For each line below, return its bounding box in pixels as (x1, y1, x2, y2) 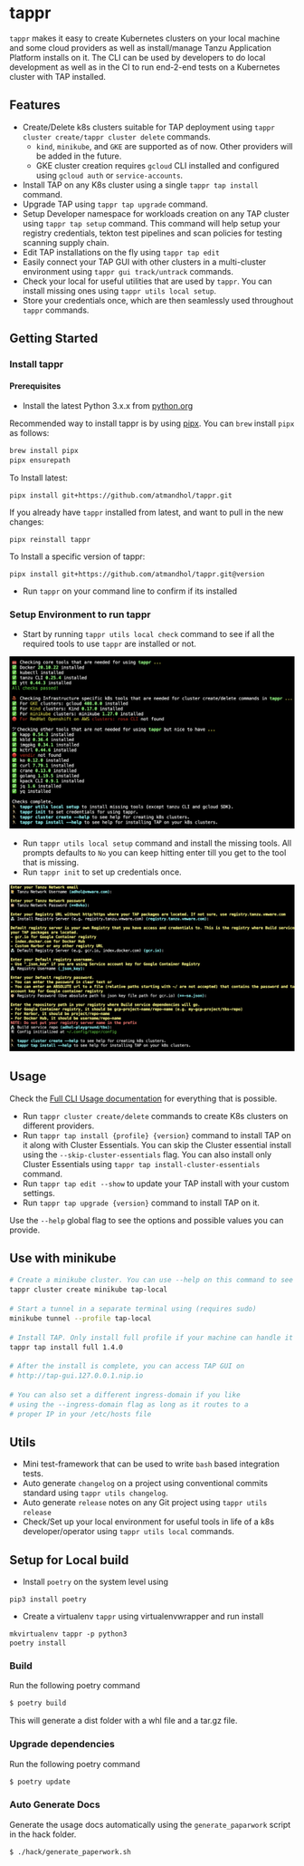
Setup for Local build (9, 1552, 129, 1568)
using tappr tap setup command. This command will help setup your (22, 218, 280, 228)
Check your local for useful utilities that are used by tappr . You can (22, 276, 272, 286)
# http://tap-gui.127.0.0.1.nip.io (9, 1371, 144, 1380)
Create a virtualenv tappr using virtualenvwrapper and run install (22, 1611, 264, 1622)
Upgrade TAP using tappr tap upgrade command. (22, 198, 208, 209)
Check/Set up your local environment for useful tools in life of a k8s (22, 1516, 274, 1527)
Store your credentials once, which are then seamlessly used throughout (22, 295, 294, 305)
